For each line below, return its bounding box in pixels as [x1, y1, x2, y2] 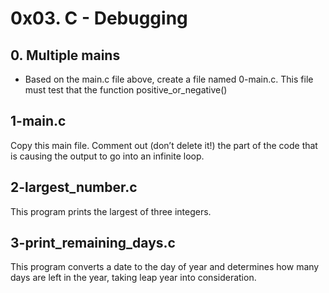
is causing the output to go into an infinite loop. [10, 150, 205, 162]
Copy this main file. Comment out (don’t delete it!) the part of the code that [10, 139, 318, 151]
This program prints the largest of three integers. [10, 205, 212, 217]
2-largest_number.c [10, 179, 138, 196]
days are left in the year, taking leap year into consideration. [10, 272, 257, 284]
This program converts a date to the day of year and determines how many [10, 261, 320, 273]
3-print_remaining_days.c [10, 235, 176, 252]
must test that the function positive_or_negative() [24, 84, 228, 96]
